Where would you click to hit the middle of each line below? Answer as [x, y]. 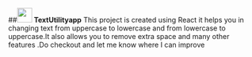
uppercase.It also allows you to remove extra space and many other [119, 36]
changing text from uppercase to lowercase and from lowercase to [117, 28]
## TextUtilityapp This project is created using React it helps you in [126, 20]
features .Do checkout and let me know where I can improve [107, 45]
